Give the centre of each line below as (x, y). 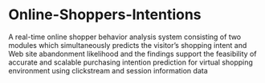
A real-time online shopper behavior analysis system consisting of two (125, 37)
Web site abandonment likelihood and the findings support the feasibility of (132, 53)
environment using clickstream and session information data (108, 70)
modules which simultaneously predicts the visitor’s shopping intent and (128, 45)
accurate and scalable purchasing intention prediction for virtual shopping (130, 62)
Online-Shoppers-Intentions (105, 15)
